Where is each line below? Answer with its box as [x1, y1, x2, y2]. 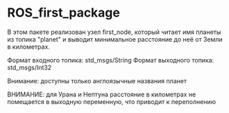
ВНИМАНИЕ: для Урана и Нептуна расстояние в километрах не [7, 90, 196, 98]
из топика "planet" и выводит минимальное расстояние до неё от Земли [7, 35, 223, 43]
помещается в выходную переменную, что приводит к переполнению [7, 97, 217, 105]
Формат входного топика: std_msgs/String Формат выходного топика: [7, 55, 214, 64]
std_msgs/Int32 [7, 63, 52, 71]
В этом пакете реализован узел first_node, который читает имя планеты [7, 28, 221, 36]
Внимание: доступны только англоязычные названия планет [7, 76, 187, 85]
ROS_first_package [7, 5, 120, 21]
